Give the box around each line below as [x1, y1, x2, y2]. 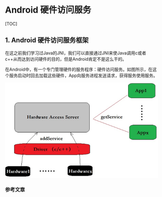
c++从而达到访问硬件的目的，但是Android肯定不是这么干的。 [5, 56, 127, 62]
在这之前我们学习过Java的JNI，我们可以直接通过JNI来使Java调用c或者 [5, 50, 146, 56]
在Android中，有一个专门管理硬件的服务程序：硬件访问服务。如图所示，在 [5, 66, 153, 72]
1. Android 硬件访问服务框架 [5, 36, 89, 44]
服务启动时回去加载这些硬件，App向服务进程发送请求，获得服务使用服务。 [9, 72, 158, 78]
